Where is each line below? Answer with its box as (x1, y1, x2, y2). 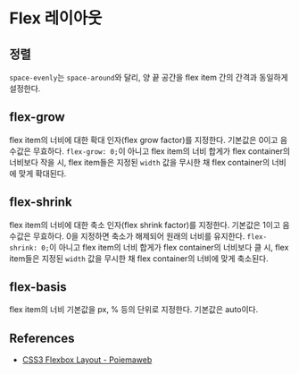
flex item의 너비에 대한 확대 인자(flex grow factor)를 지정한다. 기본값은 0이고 (9, 134, 278, 145)
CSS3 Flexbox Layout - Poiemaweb (21, 354, 153, 365)
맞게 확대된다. (18, 167, 67, 179)
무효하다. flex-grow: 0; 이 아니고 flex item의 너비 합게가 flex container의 (32, 145, 291, 157)
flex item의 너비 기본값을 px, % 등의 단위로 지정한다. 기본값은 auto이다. (9, 304, 259, 315)
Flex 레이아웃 (9, 8, 103, 29)
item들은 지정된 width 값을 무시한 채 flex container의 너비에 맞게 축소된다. (9, 252, 270, 264)
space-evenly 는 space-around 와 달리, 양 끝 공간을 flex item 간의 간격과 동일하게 (9, 72, 288, 82)
